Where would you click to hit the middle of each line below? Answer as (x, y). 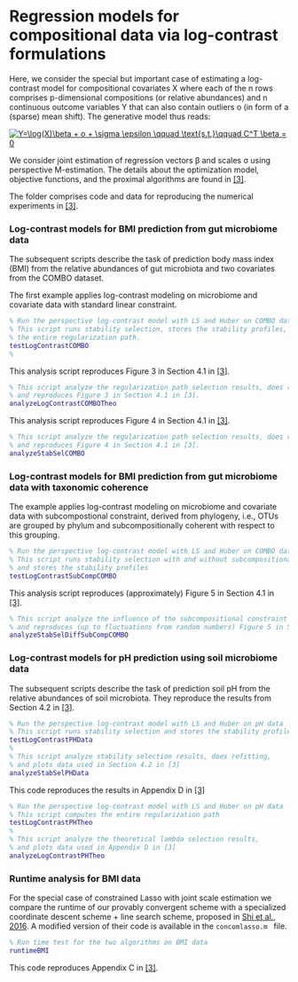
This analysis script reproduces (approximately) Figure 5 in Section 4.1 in (142, 593)
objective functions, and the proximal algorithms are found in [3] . (128, 178)
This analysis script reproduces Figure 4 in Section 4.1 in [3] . (120, 421)
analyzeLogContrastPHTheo (57, 855)
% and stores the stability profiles (79, 567)
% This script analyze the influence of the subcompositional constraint (149, 619)
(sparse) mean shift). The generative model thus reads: (110, 116)
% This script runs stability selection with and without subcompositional (152, 560)
